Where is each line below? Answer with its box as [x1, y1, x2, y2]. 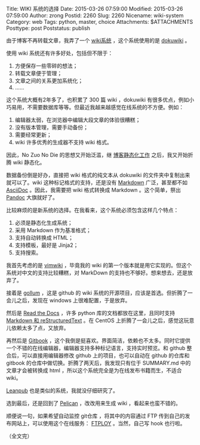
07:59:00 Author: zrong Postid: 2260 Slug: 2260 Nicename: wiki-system [6, 12, 184, 19]
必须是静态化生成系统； [14, 220, 73, 226]
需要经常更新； [14, 131, 52, 138]
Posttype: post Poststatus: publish [6, 24, 91, 32]
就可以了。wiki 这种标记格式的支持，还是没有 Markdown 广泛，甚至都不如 [6, 179, 188, 186]
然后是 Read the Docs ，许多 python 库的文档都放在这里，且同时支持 [6, 310, 175, 316]
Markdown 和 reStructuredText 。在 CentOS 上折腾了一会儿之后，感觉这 [6, 317, 184, 324]
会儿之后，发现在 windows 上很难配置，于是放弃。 [6, 297, 131, 304]
